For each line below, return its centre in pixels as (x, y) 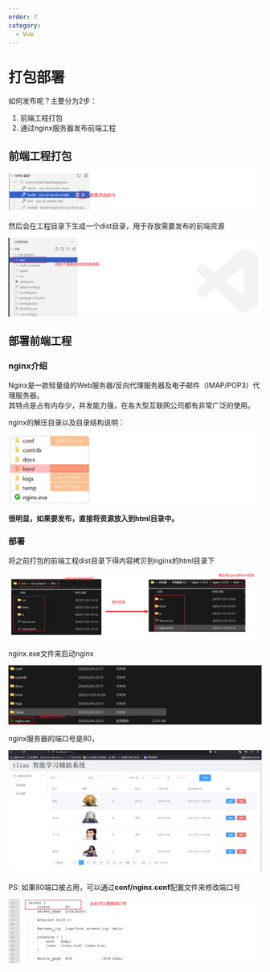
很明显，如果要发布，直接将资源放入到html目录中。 (94, 519)
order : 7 (23, 17)
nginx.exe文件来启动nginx (51, 654)
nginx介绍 (28, 366)
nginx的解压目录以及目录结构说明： (67, 422)
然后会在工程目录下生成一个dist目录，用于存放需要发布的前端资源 (117, 226)
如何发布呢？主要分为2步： (53, 101)
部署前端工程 (40, 341)
